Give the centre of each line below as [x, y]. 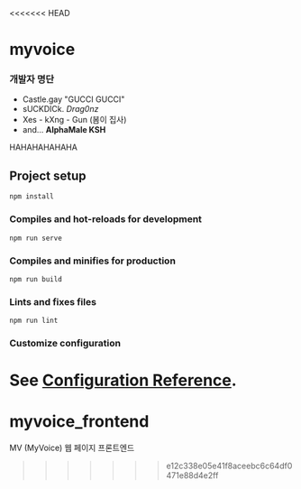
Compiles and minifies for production [92, 261]
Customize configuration [65, 344]
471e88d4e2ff [192, 475]
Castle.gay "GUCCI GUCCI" [73, 99]
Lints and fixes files [53, 301]
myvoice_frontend [79, 422]
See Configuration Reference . [123, 380]
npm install [32, 197]
